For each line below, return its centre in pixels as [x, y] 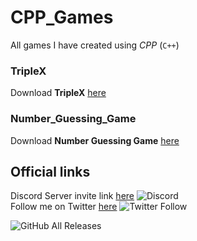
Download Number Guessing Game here [95, 140]
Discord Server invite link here [72, 196]
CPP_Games [62, 17]
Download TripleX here [58, 93]
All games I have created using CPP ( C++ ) [95, 45]
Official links [50, 171]
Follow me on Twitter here [64, 207]
